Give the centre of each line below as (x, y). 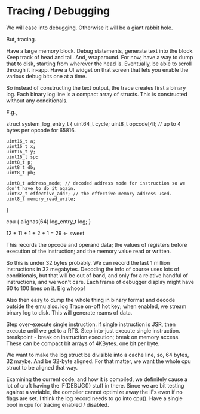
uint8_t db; (21, 167)
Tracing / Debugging (58, 11)
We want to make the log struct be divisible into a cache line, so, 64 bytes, (98, 355)
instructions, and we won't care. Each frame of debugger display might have (100, 282)
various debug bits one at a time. (47, 76)
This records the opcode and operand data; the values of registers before (97, 244)
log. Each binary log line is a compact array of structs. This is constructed (97, 94)
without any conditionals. (37, 101)
